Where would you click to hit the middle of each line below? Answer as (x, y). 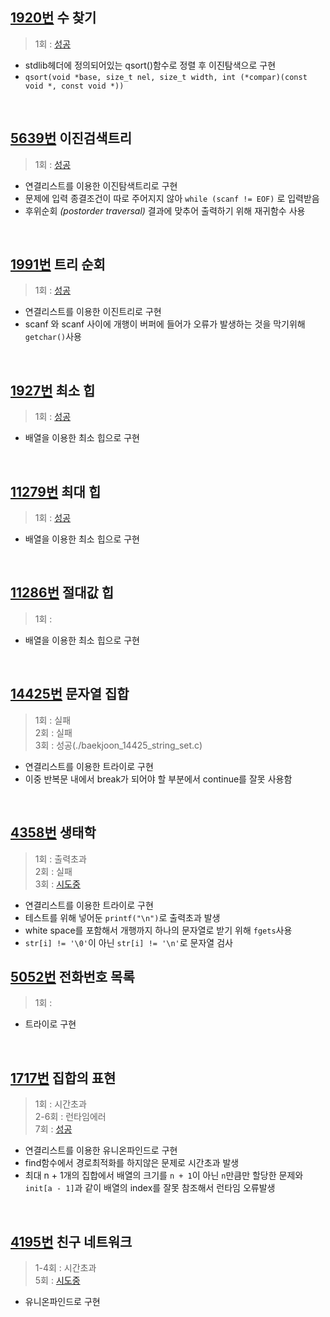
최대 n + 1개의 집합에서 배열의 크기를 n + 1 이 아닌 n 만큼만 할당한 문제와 (164, 1175)
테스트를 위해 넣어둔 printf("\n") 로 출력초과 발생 (122, 917)
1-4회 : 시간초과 (65, 1267)
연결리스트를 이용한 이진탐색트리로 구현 (101, 185)
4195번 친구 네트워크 (71, 1241)
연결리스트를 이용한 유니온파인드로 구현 (101, 1150)
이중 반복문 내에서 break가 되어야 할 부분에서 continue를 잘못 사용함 (158, 779)
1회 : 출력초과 (60, 859)
